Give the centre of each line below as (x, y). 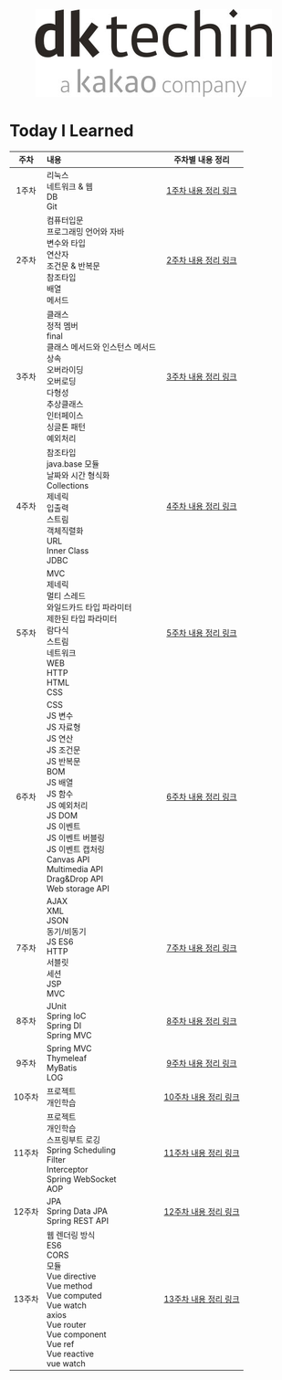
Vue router (66, 1324)
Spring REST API (78, 1221)
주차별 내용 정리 (201, 160)
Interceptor (67, 1170)
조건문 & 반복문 (73, 266)
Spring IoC (66, 1016)
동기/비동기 (66, 932)
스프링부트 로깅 (73, 1140)
